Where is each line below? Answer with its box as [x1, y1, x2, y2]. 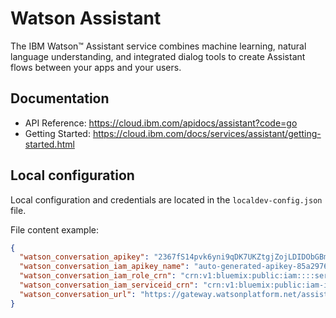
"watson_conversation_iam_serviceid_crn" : [19, 280, 199, 291]
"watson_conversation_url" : [19, 289, 137, 299]
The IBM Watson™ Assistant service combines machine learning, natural [10, 40, 307, 52]
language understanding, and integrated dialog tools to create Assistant [10, 50, 306, 62]
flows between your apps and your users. [10, 61, 182, 73]
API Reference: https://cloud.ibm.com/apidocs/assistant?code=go [24, 117, 298, 129]
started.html [24, 138, 75, 150]
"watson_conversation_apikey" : [19, 252, 150, 262]
